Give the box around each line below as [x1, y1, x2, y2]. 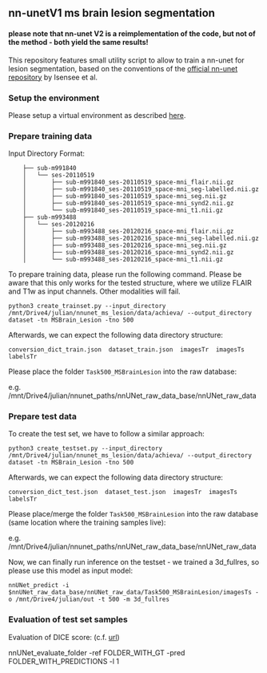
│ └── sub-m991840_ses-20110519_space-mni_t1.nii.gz [22, 206, 224, 215]
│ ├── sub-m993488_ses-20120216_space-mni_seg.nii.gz [22, 241, 227, 249]
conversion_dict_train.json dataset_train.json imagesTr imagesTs [8, 346, 245, 354]
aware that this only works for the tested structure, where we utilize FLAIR [8, 278, 252, 288]
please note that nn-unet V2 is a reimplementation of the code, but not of [8, 28, 256, 39]
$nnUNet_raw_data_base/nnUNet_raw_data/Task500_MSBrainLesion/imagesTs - [8, 589, 260, 597]
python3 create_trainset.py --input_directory [8, 302, 166, 310]
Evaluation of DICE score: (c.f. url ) [8, 632, 120, 642]
